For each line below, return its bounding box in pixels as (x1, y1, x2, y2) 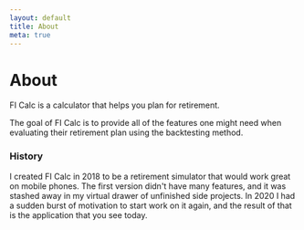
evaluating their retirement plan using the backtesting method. (9, 127, 244, 138)
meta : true (9, 30, 51, 39)
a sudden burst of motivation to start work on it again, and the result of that (9, 200, 292, 211)
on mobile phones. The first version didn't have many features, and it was (9, 180, 287, 192)
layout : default (9, 13, 71, 23)
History (9, 150, 44, 162)
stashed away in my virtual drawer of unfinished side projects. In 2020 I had (9, 190, 296, 201)
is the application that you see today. (9, 209, 148, 220)
